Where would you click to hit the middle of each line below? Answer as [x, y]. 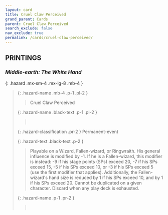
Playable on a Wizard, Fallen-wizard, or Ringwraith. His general [95, 151]
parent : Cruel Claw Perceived [37, 24]
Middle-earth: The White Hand [43, 72]
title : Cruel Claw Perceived [36, 14]
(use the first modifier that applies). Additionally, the [84, 172]
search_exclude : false [29, 28]
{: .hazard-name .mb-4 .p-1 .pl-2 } [53, 92]
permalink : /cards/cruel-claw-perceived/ [49, 38]
